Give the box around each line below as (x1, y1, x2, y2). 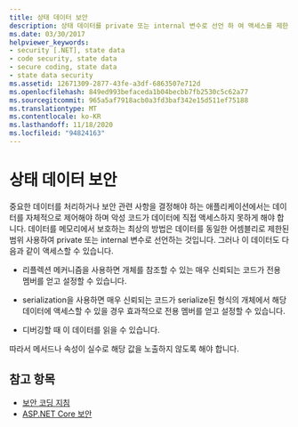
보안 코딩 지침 (21, 397, 70, 407)
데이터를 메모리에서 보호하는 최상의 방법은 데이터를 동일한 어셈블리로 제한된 (28, 223, 290, 234)
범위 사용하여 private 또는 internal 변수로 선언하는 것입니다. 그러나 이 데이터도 (9, 234, 280, 245)
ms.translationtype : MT (9, 104, 98, 113)
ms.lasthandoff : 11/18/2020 (9, 121, 114, 130)
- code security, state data (9, 54, 117, 63)
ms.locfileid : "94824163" (9, 129, 105, 138)
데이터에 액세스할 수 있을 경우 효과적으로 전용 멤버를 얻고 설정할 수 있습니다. (21, 305, 286, 316)
